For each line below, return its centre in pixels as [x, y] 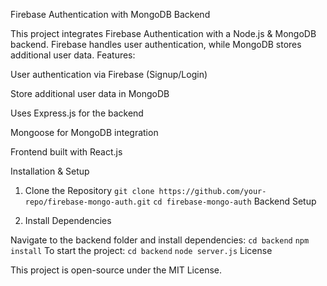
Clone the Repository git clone [89, 190]
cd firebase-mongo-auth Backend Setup [235, 201]
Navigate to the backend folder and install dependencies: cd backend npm [160, 240]
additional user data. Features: [73, 55]
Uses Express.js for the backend [77, 113]
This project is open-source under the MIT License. [116, 270]
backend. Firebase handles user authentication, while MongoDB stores [156, 44]
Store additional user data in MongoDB [90, 93]
